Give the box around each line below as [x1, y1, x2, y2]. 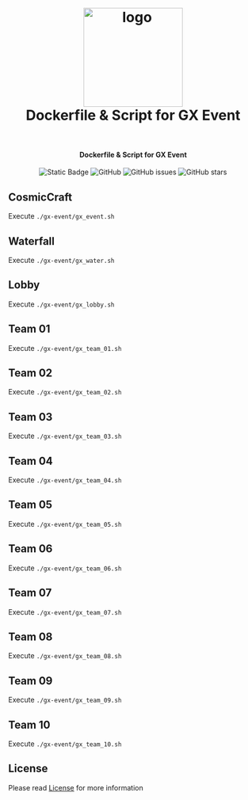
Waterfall [8, 234, 55, 248]
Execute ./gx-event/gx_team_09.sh [8, 695, 122, 705]
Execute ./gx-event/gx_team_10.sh [8, 739, 122, 749]
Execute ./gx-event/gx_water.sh [8, 256, 115, 265]
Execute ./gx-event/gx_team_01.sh [8, 343, 122, 352]
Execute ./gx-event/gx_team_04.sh [8, 475, 122, 485]
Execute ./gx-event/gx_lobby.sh [8, 299, 115, 309]
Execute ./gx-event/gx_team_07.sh [8, 607, 122, 616]
